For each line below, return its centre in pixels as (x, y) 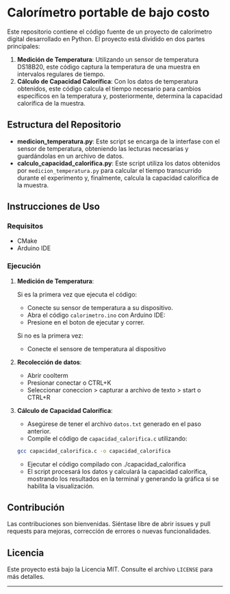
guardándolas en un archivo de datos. (71, 156)
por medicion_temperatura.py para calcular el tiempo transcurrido (109, 170)
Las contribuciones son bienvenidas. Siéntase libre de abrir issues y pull (109, 524)
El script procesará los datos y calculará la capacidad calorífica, (117, 471)
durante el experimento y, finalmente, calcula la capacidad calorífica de (118, 178)
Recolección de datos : (49, 362)
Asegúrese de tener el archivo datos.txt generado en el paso (114, 424)
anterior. (39, 431)
